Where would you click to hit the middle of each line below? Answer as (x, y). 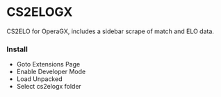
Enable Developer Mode (51, 72)
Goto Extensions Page (48, 64)
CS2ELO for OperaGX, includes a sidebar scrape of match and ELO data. (110, 31)
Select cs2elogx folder (49, 87)
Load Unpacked (39, 79)
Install (17, 49)
